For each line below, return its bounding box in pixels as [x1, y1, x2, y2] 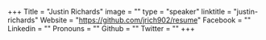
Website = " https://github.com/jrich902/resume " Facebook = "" [39, 15, 251, 25]
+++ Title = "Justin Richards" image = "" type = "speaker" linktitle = [7, 7, 232, 16]
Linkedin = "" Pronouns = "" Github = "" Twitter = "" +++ [7, 24, 195, 33]
